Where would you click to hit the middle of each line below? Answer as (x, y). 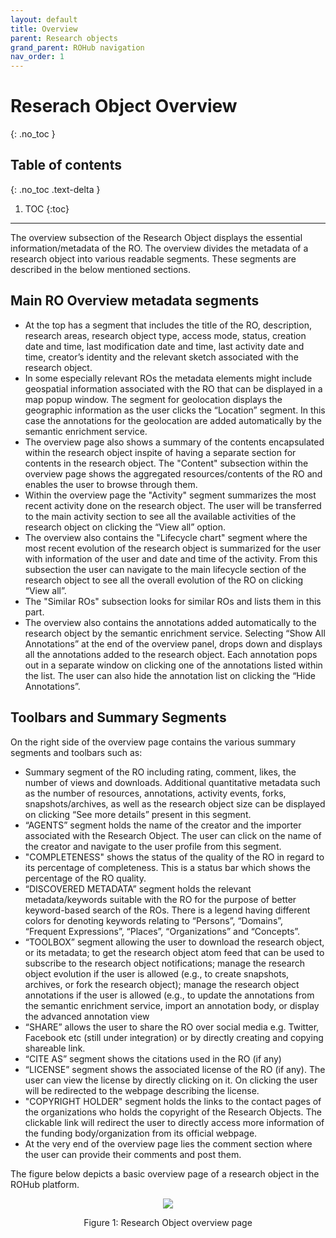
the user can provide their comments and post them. (133, 1154)
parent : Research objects (64, 38)
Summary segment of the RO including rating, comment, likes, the (160, 772)
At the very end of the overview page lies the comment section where (168, 1143)
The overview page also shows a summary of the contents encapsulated (174, 442)
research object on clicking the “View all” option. (125, 527)
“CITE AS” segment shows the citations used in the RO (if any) (153, 1058)
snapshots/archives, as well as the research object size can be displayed (175, 803)
